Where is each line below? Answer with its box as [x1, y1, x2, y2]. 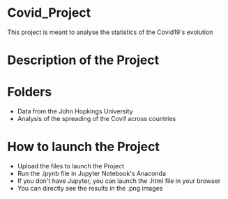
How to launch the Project [7, 139, 160, 154]
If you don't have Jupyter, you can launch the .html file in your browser [17, 177, 221, 185]
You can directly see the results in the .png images [17, 184, 163, 192]
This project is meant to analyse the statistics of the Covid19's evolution [7, 28, 213, 36]
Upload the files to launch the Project [17, 162, 124, 170]
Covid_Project [7, 5, 91, 21]
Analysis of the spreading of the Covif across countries [17, 115, 176, 123]
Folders [7, 84, 52, 100]
